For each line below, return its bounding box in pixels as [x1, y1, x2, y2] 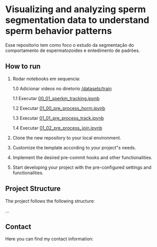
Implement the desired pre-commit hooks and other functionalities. [12, 154, 153, 161]
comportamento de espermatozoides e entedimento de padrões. [5, 47, 140, 53]
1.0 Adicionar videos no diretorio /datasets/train [12, 85, 112, 91]
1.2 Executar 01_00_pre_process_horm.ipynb [12, 105, 105, 111]
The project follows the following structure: [5, 198, 95, 204]
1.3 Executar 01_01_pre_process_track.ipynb [12, 115, 104, 121]
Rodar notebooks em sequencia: [12, 75, 81, 82]
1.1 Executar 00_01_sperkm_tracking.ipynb [12, 95, 100, 101]
